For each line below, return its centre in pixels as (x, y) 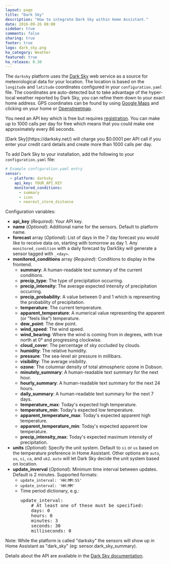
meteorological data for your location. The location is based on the (75, 82)
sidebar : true (20, 29)
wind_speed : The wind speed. (52, 329)
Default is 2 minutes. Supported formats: (55, 475)
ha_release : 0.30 (24, 62)
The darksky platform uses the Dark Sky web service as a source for (77, 76)
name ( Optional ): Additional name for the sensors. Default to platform (85, 227)
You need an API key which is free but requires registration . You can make (83, 118)
